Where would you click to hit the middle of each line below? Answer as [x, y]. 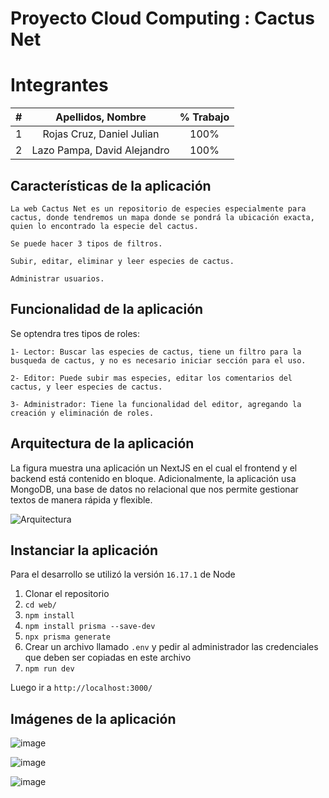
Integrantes [59, 85]
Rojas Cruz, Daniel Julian [101, 134]
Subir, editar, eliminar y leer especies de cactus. [122, 261]
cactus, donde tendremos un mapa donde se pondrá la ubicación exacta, [162, 217]
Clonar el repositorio [67, 594]
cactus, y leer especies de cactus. [86, 387]
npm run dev [49, 669]
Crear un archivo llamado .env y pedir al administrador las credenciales [171, 647]
